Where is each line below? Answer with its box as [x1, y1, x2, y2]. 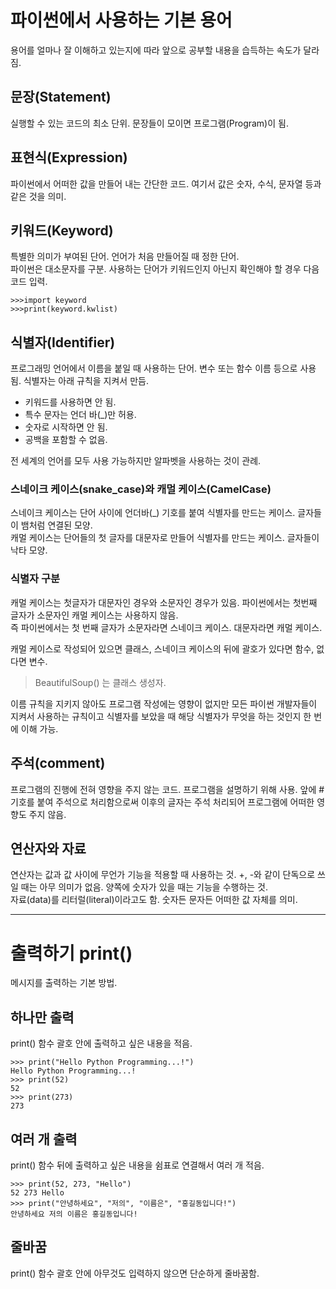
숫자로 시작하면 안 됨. [24, 421, 108, 433]
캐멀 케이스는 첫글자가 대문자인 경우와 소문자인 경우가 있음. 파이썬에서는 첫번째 [10, 596, 318, 608]
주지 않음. [28, 808, 67, 820]
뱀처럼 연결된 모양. [20, 519, 93, 531]
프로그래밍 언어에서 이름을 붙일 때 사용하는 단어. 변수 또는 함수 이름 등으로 [10, 362, 298, 375]
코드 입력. [10, 276, 48, 288]
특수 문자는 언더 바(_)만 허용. [24, 409, 137, 421]
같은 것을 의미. [10, 190, 67, 202]
